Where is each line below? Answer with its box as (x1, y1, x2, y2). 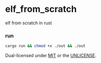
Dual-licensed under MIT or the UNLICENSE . (5, 53, 97, 59)
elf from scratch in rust (5, 20, 52, 26)
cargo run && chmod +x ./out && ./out (5, 44, 86, 49)
